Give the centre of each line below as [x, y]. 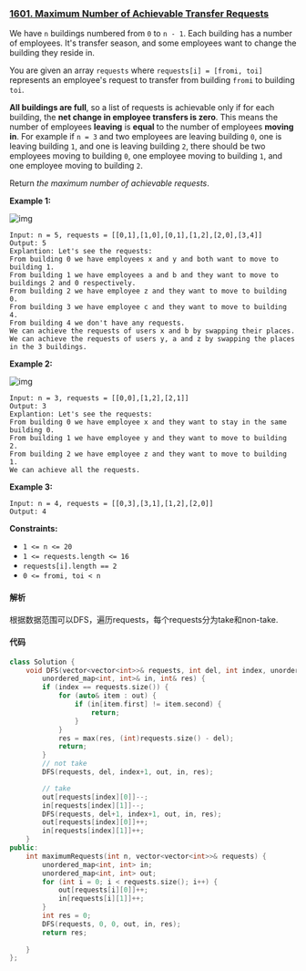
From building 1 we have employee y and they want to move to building [148, 439]
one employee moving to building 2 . [76, 166]
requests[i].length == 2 [70, 567]
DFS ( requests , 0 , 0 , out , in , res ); [112, 924]
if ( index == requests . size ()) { [106, 687]
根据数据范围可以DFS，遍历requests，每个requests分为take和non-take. [144, 619]
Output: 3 [28, 407]
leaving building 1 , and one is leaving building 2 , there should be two [138, 146]
